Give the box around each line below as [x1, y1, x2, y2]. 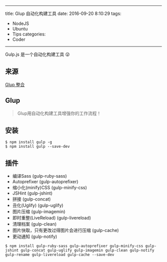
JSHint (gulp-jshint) [12, 190, 53, 196]
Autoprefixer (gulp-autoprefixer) [12, 179, 79, 185]
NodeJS [12, 20, 29, 26]
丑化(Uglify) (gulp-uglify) [12, 203, 64, 209]
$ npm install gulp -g [5, 140, 52, 145]
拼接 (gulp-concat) [12, 196, 51, 202]
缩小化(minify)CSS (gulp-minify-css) [12, 185, 87, 191]
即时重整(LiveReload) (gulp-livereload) [12, 215, 91, 221]
